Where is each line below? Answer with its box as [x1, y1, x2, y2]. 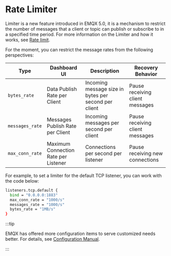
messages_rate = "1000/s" [10, 202, 65, 207]
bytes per [85, 92, 108, 99]
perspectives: [5, 52, 34, 58]
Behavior [135, 70, 158, 78]
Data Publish [46, 85, 77, 92]
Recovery [134, 64, 158, 71]
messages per [85, 119, 120, 126]
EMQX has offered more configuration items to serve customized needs [5, 231, 156, 237]
